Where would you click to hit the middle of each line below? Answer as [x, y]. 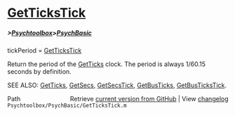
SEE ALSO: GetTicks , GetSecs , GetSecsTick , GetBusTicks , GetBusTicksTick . [117, 85]
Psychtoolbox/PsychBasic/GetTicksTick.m [67, 106]
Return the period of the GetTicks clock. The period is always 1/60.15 [106, 64]
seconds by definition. [39, 72]
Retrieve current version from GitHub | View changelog [149, 99]
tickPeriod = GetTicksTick [45, 51]
